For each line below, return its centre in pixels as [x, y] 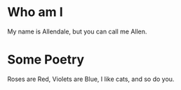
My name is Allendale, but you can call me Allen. [77, 31]
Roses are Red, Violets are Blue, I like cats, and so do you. [91, 79]
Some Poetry [46, 60]
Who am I [35, 12]
